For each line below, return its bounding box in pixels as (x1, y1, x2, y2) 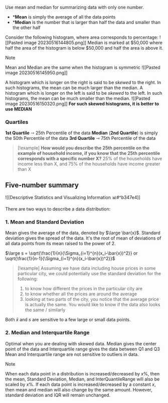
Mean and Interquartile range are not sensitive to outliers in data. (5, 351, 139, 357)
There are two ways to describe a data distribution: (5, 206, 111, 212)
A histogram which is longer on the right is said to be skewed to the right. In (5, 80, 161, 85)
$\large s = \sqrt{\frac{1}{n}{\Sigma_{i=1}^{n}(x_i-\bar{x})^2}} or (5, 250, 138, 256)
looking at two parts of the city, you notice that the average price (25, 296, 159, 302)
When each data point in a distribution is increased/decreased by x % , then (5, 370, 159, 376)
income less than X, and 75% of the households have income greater (17, 161, 160, 167)
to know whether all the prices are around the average (25, 291, 137, 297)
